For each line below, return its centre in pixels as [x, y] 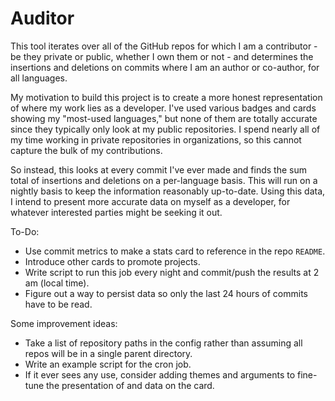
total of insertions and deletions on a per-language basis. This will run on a [164, 180]
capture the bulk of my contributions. [86, 150]
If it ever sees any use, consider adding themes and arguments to [160, 374]
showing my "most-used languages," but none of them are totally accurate [164, 118]
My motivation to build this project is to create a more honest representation [166, 97]
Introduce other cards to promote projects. [112, 261]
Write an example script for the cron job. [108, 364]
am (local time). [57, 283]
